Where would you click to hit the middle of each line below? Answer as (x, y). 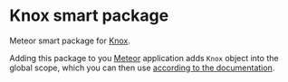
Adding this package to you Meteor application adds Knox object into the (144, 58)
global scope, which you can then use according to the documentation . (142, 68)
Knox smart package (89, 16)
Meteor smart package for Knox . (70, 41)
